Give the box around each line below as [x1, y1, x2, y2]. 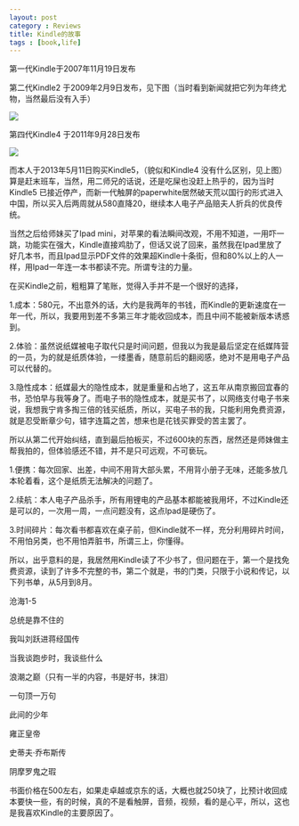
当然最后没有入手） [24, 94, 95, 104]
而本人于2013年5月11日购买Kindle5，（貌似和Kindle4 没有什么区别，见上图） [9, 165, 287, 176]
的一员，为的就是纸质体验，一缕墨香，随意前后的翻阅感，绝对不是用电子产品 [9, 352, 290, 363]
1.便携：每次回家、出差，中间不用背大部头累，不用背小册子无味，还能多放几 [9, 464, 287, 475]
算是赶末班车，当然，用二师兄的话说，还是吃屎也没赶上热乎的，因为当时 [9, 176, 274, 187]
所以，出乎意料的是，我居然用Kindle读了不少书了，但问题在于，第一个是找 [9, 554, 282, 566]
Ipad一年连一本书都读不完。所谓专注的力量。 [32, 262, 198, 273]
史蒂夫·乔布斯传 [9, 748, 67, 758]
